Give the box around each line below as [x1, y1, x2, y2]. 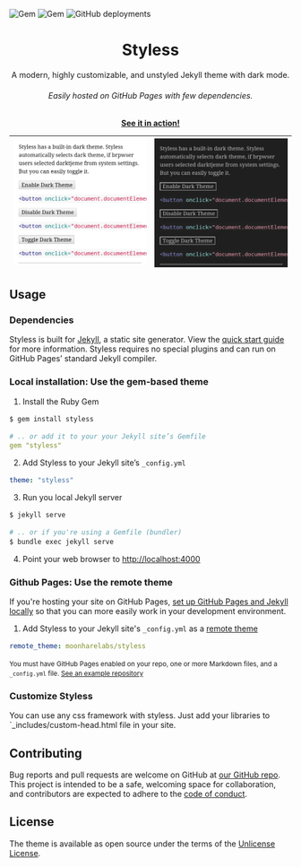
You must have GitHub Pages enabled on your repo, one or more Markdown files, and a [9, 659, 278, 668]
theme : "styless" [9, 476, 74, 485]
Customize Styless [9, 689, 93, 702]
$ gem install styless [9, 414, 94, 423]
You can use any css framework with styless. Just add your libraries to [9, 710, 271, 721]
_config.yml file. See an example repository [9, 669, 143, 678]
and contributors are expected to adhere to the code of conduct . [9, 789, 248, 800]
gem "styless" [9, 441, 63, 450]
